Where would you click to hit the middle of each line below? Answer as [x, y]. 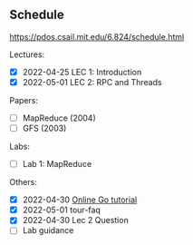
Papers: [24, 100]
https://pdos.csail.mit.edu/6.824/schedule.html [97, 36]
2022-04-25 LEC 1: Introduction [82, 72]
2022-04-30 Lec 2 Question [75, 220]
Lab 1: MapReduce [57, 164]
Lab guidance [48, 230]
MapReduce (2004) [59, 118]
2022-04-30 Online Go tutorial [80, 200]
